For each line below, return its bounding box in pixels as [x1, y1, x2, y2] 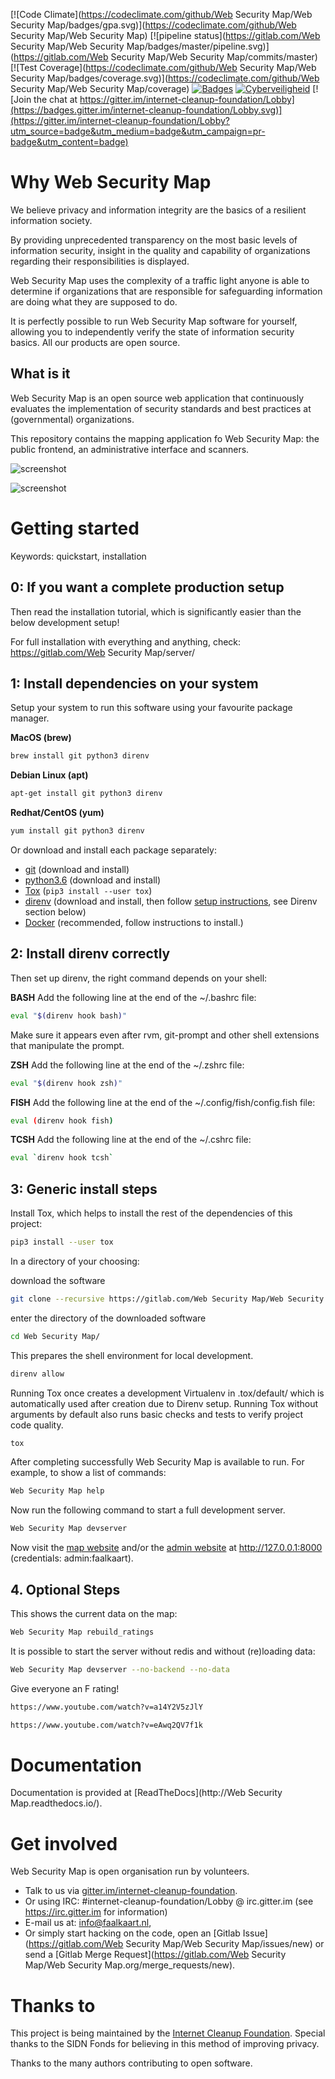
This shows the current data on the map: [10, 1608, 178, 1619]
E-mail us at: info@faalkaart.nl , [24, 1917, 152, 1929]
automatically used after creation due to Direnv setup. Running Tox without [10, 1397, 319, 1409]
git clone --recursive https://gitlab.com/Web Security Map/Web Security [10, 1294, 325, 1304]
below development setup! [10, 616, 120, 628]
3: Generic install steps [10, 1180, 158, 1198]
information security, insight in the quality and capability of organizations [10, 244, 311, 256]
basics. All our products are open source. [10, 336, 181, 348]
